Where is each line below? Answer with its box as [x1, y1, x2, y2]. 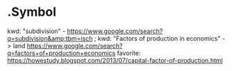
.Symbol [7, 4, 57, 20]
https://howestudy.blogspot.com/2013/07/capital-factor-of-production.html [7, 56, 224, 64]
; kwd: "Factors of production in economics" [94, 34, 221, 42]
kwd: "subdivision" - [7, 27, 66, 35]
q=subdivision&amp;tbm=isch [7, 34, 93, 42]
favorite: [117, 49, 141, 57]
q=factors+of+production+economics [7, 49, 116, 57]
